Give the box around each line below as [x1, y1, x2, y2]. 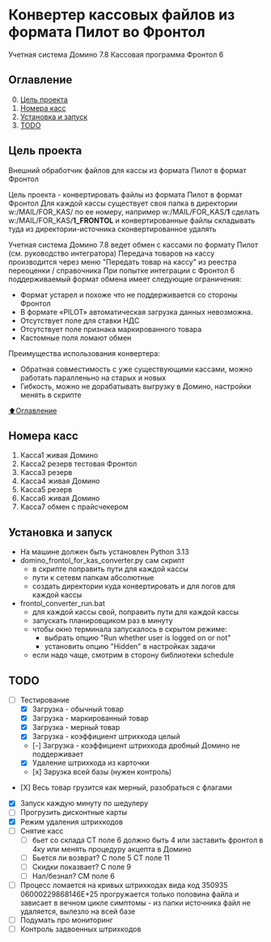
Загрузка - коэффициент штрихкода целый [32, 732, 180, 741]
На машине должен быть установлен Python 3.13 [19, 547, 189, 557]
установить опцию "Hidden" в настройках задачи [44, 642, 216, 651]
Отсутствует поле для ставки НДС [19, 316, 140, 325]
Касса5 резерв [19, 485, 73, 494]
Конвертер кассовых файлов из [8, 6, 235, 24]
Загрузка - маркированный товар [32, 714, 149, 723]
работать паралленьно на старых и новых [19, 372, 167, 382]
